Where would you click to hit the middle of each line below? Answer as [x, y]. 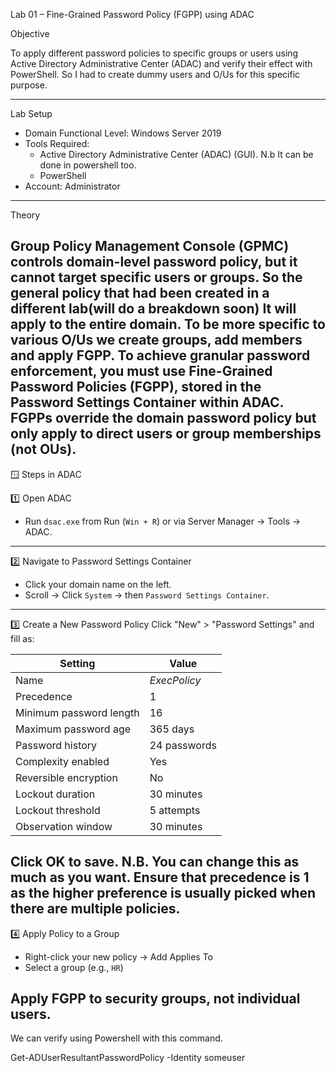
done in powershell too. [88, 165]
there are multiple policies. [95, 909]
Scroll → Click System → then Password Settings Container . [147, 595]
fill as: [22, 638]
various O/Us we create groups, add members [156, 340]
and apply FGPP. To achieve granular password [160, 355]
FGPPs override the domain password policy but [163, 418]
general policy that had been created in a [140, 293]
